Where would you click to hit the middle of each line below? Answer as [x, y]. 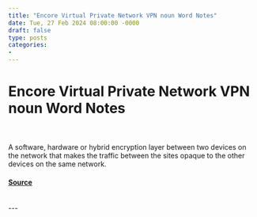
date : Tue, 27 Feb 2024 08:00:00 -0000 [74, 23]
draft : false [30, 30]
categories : [28, 45]
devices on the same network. [57, 164]
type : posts [28, 38]
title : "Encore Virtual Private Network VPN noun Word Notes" [113, 15]
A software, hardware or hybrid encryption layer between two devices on [127, 147]
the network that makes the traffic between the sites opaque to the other [127, 155]
